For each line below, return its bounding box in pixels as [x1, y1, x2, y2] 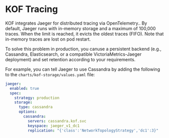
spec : [10, 90, 22, 96]
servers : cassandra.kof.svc [27, 118, 87, 123]
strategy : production [14, 95, 59, 100]
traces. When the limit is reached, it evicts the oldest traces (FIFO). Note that [5, 31, 164, 37]
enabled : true [10, 86, 39, 91]
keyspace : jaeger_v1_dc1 [27, 123, 80, 128]
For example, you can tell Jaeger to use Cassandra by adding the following [5, 66, 160, 72]
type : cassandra [18, 104, 53, 110]
